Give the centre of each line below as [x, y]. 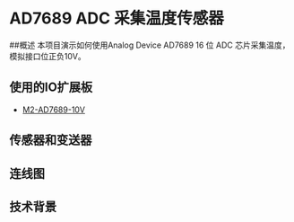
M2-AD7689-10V [53, 110]
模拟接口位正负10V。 [48, 56]
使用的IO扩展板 [51, 88]
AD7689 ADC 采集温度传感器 [117, 18]
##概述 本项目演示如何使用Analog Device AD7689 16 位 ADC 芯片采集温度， [150, 45]
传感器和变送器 [51, 140]
